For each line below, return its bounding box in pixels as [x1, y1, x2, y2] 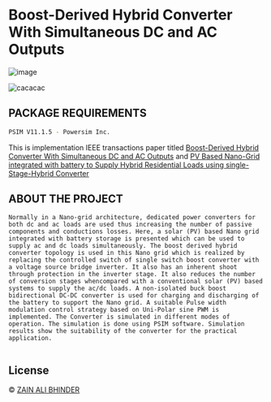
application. [8, 335, 53, 343]
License [8, 363, 49, 377]
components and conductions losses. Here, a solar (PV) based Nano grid [8, 227, 260, 236]
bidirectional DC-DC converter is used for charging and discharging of [8, 292, 260, 300]
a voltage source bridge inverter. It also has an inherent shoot [8, 263, 238, 271]
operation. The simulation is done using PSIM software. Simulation [8, 320, 245, 328]
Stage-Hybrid [8, 168, 54, 178]
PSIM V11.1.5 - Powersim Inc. [8, 128, 111, 136]
